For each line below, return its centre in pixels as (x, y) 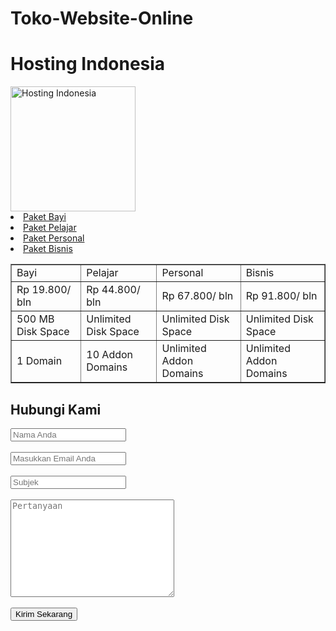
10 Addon (110, 355)
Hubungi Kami (56, 409)
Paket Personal (54, 238)
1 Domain (39, 361)
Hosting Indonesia (88, 64)
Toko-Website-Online (102, 18)
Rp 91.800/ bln (281, 296)
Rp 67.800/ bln (197, 296)
